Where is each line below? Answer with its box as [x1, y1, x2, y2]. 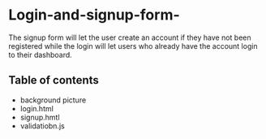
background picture [19, 95, 87, 105]
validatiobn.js [19, 120, 65, 131]
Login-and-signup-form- [8, 6, 180, 24]
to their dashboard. [8, 50, 73, 59]
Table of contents [8, 73, 99, 87]
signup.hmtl [19, 112, 60, 122]
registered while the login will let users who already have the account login [8, 41, 258, 50]
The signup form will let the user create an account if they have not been [8, 33, 251, 42]
